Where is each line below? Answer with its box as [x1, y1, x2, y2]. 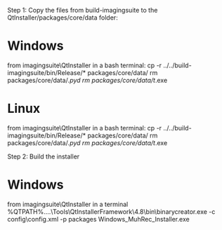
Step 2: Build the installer [7, 152, 80, 161]
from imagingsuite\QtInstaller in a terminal [7, 200, 129, 208]
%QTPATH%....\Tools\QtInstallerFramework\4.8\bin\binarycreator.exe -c [7, 207, 216, 216]
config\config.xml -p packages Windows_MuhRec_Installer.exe [7, 215, 190, 223]
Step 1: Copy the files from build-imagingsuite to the [7, 6, 158, 14]
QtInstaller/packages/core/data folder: [7, 13, 118, 22]
